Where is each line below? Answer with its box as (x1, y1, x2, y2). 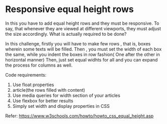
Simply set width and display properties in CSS (12, 103, 110, 109)
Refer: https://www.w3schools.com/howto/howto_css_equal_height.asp (5, 112, 154, 119)
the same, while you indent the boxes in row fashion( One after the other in (5, 51, 160, 57)
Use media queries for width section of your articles (12, 92, 121, 98)
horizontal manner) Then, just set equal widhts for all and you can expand (5, 56, 158, 63)
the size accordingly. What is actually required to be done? (5, 31, 127, 37)
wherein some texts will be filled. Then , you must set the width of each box (5, 46, 162, 52)
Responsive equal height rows (5, 4, 134, 15)
